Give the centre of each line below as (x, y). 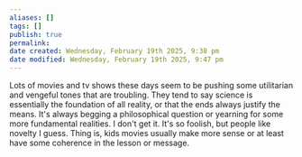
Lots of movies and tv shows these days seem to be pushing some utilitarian (151, 85)
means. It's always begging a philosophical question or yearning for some (146, 114)
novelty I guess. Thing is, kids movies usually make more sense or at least (146, 133)
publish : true (36, 34)
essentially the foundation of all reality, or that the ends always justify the (145, 104)
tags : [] (26, 26)
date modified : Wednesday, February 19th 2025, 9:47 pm (116, 60)
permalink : (30, 43)
